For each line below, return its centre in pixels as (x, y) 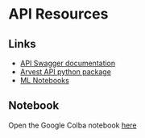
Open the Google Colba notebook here (72, 125)
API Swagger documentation (68, 63)
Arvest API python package (65, 72)
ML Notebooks (45, 80)
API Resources (58, 14)
